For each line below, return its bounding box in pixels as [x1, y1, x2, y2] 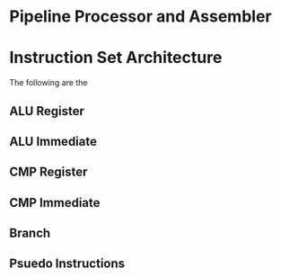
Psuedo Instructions [9, 256, 126, 272]
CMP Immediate [9, 195, 101, 210]
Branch [9, 226, 51, 241]
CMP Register [9, 165, 88, 180]
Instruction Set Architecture [9, 48, 223, 68]
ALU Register [9, 103, 85, 119]
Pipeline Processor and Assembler [9, 6, 272, 27]
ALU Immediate [9, 133, 97, 149]
